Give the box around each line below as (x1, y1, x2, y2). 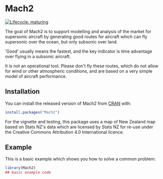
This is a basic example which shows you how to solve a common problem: (5, 156, 156, 162)
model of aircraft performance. (5, 73, 67, 79)
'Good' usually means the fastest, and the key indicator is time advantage (5, 48, 152, 54)
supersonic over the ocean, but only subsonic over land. (5, 39, 118, 44)
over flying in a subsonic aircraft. (5, 53, 71, 59)
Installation (5, 87, 40, 96)
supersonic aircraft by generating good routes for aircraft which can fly (5, 34, 147, 40)
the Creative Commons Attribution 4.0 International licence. (5, 129, 124, 135)
